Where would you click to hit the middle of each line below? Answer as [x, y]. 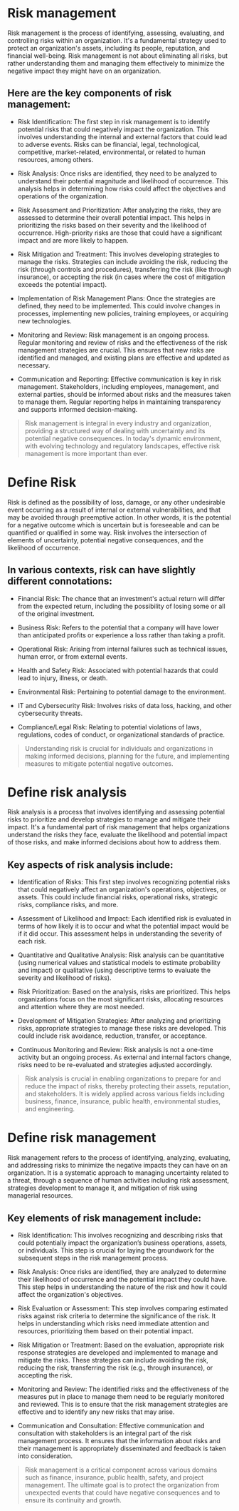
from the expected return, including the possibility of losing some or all [121, 606]
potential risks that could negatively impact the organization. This [113, 129]
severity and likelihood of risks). [64, 978]
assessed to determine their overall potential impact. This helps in [114, 217]
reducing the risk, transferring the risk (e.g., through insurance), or [115, 1368]
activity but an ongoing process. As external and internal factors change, [124, 1057]
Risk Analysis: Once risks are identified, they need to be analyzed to [117, 173]
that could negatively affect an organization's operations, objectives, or [122, 889]
